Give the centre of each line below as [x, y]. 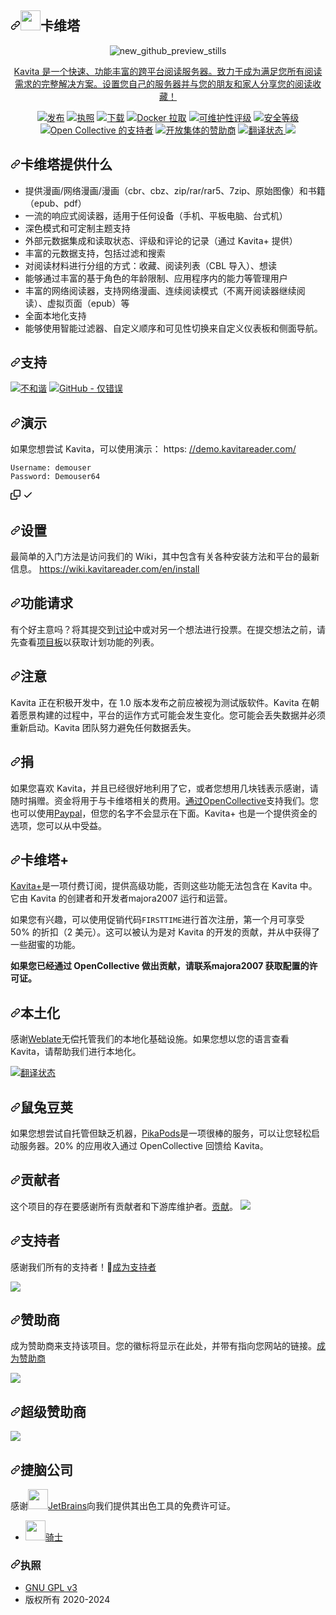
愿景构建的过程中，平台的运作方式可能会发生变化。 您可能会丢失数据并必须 [172, 715]
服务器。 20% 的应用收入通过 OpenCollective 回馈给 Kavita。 [143, 1145]
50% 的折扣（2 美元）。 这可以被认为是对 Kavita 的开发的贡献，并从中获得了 [165, 932]
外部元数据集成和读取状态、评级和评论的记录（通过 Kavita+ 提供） [161, 240]
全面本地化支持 [55, 315]
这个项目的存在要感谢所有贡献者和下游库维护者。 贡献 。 [124, 1206]
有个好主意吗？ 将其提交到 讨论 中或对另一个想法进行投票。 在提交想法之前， [163, 629]
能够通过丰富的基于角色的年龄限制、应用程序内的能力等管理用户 [156, 278]
